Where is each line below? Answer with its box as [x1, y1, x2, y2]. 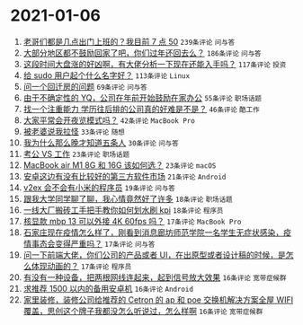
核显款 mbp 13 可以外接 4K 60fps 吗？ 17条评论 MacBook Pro [22, 215, 242, 226]
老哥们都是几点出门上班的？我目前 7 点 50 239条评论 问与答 [22, 36, 236, 47]
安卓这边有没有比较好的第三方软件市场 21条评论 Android [22, 171, 227, 181]
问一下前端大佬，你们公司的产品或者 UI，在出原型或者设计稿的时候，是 [22, 249, 286, 260]
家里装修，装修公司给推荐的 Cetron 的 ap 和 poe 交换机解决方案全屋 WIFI [22, 294, 294, 305]
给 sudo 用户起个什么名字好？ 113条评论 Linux [22, 69, 191, 81]
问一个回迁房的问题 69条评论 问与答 [22, 81, 147, 92]
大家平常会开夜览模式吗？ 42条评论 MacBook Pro [22, 114, 196, 126]
